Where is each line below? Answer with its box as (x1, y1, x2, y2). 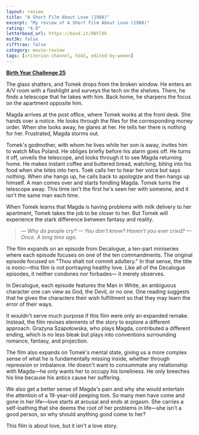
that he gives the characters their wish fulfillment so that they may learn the (6, 294, 191, 301)
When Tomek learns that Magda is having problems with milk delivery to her (6, 203, 191, 210)
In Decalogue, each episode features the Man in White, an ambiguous (6, 282, 176, 289)
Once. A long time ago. (20, 234, 77, 241)
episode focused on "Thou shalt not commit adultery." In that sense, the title (6, 257, 192, 264)
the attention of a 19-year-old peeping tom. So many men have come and (6, 392, 185, 399)
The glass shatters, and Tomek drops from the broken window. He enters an (6, 81, 192, 88)
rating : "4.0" (6, 25, 41, 31)
